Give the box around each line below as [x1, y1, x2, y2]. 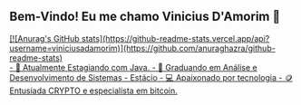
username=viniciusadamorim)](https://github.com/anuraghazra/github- [9, 43, 277, 53]
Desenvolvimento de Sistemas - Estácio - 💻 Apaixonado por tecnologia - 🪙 [9, 72, 293, 82]
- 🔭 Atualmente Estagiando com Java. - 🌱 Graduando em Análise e [9, 62, 257, 72]
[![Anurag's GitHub [9, 33, 80, 43]
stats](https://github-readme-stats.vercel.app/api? [81, 33, 270, 43]
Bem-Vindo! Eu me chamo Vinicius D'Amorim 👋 [9, 9, 281, 24]
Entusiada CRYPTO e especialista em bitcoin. [9, 85, 179, 96]
